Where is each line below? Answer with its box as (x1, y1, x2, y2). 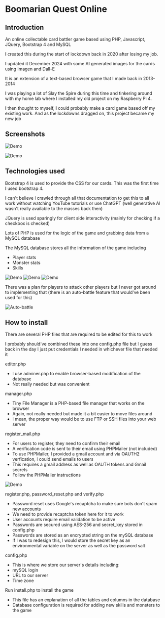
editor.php (5, 361, 26, 367)
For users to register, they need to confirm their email (12, 441, 121, 446)
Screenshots (5, 130, 45, 138)
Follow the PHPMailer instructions (12, 472, 81, 478)
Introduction (5, 23, 44, 32)
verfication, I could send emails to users (12, 456, 94, 462)
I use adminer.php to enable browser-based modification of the (12, 371, 141, 377)
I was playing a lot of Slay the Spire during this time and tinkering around (5, 90, 153, 96)
